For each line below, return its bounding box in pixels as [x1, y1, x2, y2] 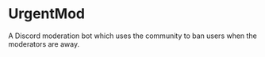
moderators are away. [8, 39, 80, 48]
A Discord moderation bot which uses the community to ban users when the [8, 31, 258, 40]
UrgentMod [8, 5, 86, 23]
